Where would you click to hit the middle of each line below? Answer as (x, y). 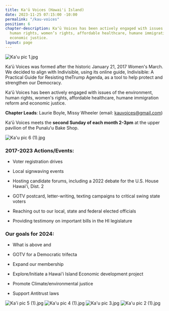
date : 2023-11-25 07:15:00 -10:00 (41, 15)
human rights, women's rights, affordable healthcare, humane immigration (82, 97)
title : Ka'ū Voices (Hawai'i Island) (45, 10)
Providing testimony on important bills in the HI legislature (72, 221)
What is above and (32, 245)
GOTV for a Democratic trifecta (45, 255)
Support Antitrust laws (36, 293)
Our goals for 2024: (30, 234)
